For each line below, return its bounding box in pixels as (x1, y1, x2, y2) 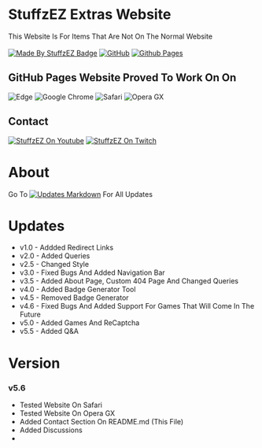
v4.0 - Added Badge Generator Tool (19, 285, 136, 294)
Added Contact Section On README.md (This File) (19, 417, 184, 426)
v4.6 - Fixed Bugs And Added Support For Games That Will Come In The (19, 302, 255, 311)
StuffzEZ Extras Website (8, 6, 172, 24)
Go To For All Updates (8, 189, 153, 198)
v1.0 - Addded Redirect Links (19, 243, 114, 253)
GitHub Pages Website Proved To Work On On (8, 71, 237, 84)
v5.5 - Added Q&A (19, 327, 79, 336)
